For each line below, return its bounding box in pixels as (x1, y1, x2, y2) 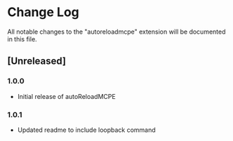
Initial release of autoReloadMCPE (17, 92, 116, 100)
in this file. (7, 34, 37, 43)
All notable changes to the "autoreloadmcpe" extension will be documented (7, 27, 226, 36)
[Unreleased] (7, 55, 67, 67)
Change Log (7, 4, 79, 20)
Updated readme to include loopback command (17, 126, 156, 134)
